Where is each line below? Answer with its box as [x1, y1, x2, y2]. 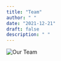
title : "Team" [6, 9, 43, 15]
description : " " [6, 32, 51, 38]
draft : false [6, 26, 40, 32]
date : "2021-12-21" [6, 20, 56, 26]
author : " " [6, 15, 37, 21]
